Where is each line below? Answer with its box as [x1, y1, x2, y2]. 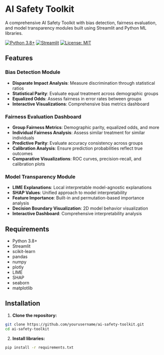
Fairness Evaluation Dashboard [5, 113, 82, 120]
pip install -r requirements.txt [5, 345, 74, 350]
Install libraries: [12, 335, 45, 341]
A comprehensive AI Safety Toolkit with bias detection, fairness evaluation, [5, 20, 157, 26]
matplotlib [12, 285, 33, 291]
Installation [5, 299, 40, 308]
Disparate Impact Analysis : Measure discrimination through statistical [12, 80, 155, 86]
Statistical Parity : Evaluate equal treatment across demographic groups [12, 90, 159, 97]
